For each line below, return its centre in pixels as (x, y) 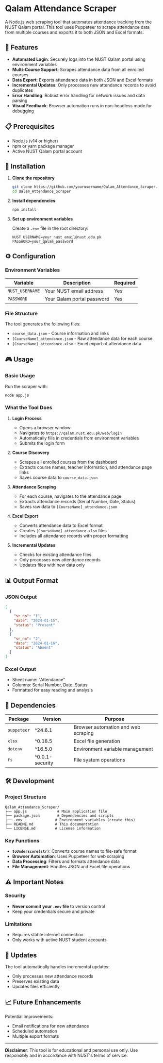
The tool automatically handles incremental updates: (57, 966)
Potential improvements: (29, 1016)
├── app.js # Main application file (56, 811)
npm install (24, 210)
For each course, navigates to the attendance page (70, 496)
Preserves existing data (36, 981)
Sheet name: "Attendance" (39, 680)
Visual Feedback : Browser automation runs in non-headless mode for (82, 105)
